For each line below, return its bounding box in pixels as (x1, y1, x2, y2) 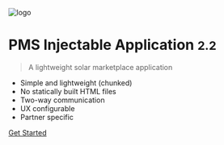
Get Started (8, 127, 47, 137)
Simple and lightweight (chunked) (19, 77, 133, 88)
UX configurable (19, 103, 75, 113)
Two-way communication (19, 95, 105, 105)
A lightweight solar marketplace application (27, 62, 173, 72)
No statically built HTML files (19, 86, 117, 96)
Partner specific (19, 112, 74, 122)
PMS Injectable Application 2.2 (8, 36, 217, 54)
